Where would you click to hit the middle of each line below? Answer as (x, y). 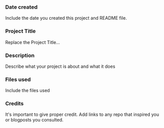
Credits (14, 104)
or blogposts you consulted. (35, 120)
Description (20, 55)
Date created (21, 7)
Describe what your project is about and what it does (60, 66)
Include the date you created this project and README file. (66, 18)
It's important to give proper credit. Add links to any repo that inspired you (82, 114)
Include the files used (28, 91)
